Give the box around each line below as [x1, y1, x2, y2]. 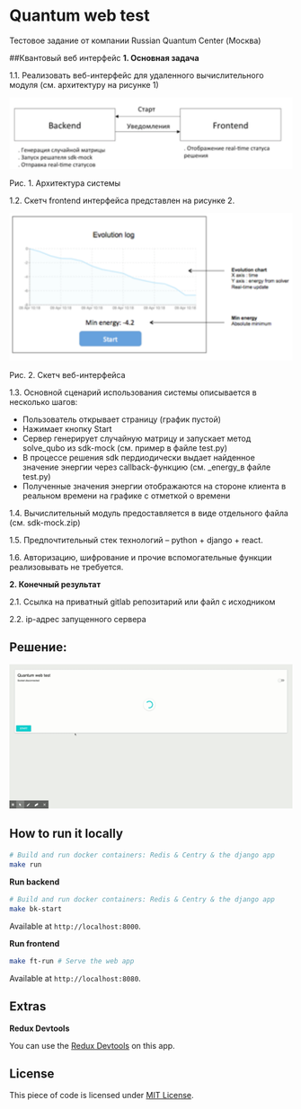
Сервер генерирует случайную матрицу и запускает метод [22, 433, 252, 444]
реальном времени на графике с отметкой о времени [22, 490, 231, 501]
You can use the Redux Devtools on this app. [9, 1040, 175, 1051]
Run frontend [9, 937, 60, 948]
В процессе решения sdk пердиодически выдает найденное [22, 453, 256, 462]
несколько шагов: [9, 397, 78, 407]
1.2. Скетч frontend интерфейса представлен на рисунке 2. [9, 195, 235, 206]
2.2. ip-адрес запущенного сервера [9, 614, 146, 624]
